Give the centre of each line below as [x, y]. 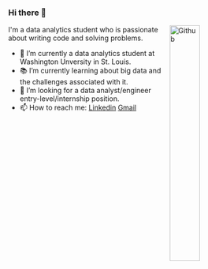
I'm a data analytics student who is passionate [84, 30]
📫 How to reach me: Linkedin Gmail [78, 108]
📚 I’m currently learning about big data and [90, 71]
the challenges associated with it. [74, 82]
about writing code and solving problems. [76, 38]
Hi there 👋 [28, 13]
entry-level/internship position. [69, 99]
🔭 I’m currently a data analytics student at [87, 54]
